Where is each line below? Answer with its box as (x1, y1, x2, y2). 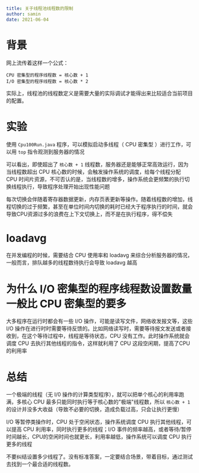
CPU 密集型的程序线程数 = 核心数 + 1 (6, 72, 89, 78)
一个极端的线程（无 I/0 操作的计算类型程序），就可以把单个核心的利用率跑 (6, 391, 185, 398)
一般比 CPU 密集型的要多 (6, 297, 127, 311)
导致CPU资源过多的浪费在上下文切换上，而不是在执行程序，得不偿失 (6, 210, 173, 218)
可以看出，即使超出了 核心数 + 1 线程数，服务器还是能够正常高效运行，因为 (6, 161, 189, 168)
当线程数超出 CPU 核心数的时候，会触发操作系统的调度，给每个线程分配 (6, 168, 181, 175)
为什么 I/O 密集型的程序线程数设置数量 (6, 282, 192, 296)
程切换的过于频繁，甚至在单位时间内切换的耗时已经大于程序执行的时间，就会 (6, 203, 193, 210)
